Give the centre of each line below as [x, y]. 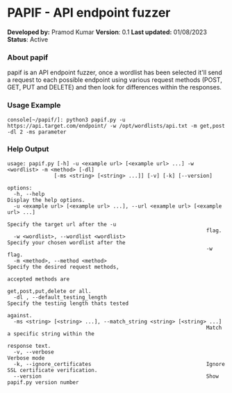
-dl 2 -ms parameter [37, 132]
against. [20, 315]
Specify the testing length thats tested [68, 303]
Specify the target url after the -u [62, 224]
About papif [28, 57]
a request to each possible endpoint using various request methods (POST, [115, 80]
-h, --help [29, 194]
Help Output [28, 149]
